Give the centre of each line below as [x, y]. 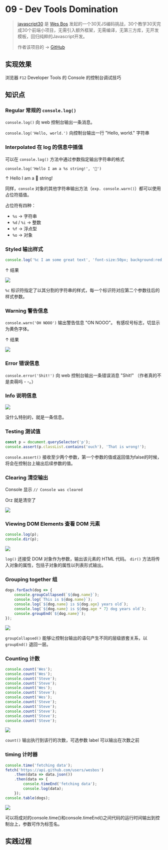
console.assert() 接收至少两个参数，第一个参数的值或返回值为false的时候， [83, 457]
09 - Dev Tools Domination [62, 9]
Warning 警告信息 [27, 311]
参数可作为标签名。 [42, 824]
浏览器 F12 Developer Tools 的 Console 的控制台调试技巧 [63, 77]
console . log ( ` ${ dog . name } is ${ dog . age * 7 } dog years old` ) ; [80, 609]
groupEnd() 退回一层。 [28, 644]
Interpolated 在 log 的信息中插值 [44, 147]
